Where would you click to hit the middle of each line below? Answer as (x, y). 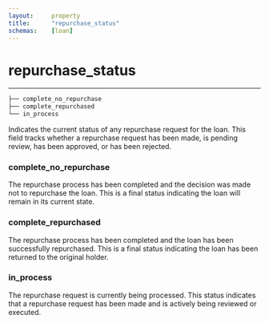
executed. (25, 312)
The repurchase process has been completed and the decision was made (130, 184)
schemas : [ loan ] (41, 30)
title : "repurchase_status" (64, 23)
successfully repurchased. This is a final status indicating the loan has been (133, 248)
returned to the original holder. (59, 256)
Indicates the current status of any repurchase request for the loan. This (127, 129)
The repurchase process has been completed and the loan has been (121, 240)
